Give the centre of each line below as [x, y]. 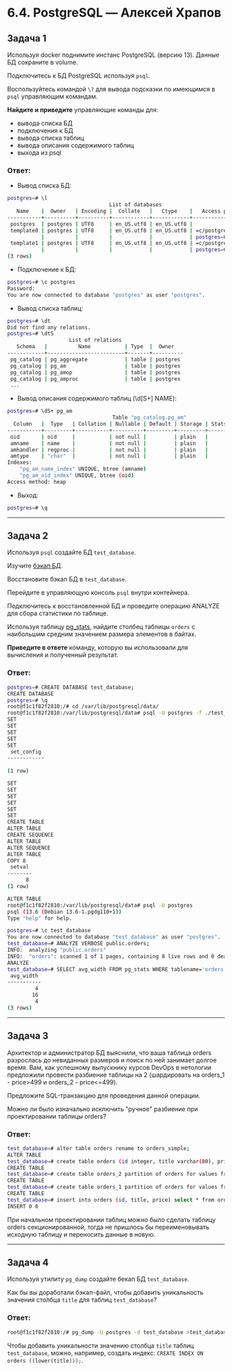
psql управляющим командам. [52, 96]
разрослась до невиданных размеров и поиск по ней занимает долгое [112, 1060]
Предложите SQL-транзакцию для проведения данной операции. [104, 1096]
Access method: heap [37, 482]
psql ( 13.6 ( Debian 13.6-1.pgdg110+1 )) [65, 911]
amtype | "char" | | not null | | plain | [109, 456]
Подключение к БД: [47, 270]
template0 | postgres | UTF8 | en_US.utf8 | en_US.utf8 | [101, 230]
